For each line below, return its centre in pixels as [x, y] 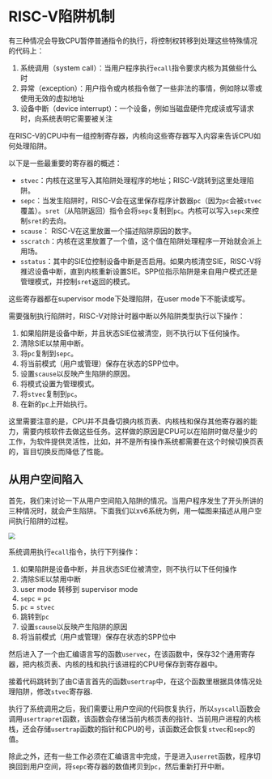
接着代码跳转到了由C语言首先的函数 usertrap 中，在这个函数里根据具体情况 [132, 681]
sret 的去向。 [49, 220]
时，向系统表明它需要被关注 [66, 118]
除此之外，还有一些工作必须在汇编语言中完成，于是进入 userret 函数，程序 [131, 756]
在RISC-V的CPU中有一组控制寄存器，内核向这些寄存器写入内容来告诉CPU [131, 135]
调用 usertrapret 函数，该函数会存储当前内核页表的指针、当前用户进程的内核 [135, 718]
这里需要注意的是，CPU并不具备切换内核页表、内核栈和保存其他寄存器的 [130, 421]
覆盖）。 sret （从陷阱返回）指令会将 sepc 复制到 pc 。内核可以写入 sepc [132, 211]
